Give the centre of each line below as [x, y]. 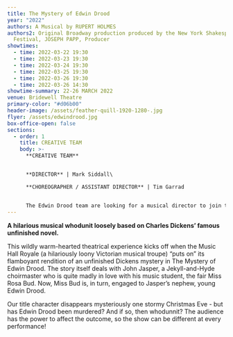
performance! [27, 326]
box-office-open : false [42, 123]
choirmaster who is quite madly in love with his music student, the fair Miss [114, 276]
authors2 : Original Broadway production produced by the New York [105, 33]
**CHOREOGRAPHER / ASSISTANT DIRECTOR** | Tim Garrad [105, 187]
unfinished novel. [33, 233]
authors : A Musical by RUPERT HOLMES [62, 26]
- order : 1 [29, 136]
